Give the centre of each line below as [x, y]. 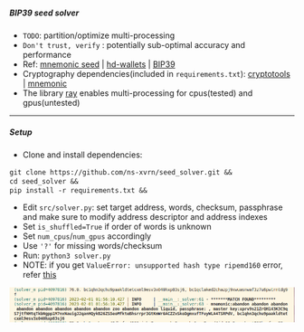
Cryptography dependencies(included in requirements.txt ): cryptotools [157, 73]
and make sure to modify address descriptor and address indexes [145, 216]
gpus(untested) [51, 102]
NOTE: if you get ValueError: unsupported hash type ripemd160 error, [152, 265]
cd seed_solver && [44, 181]
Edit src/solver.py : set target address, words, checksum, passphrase [152, 207]
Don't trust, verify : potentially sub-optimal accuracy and [134, 44]
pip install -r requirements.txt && [78, 190]
